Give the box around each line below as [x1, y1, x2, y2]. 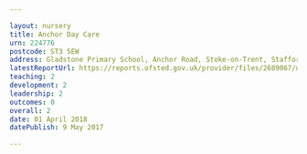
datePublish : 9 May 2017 [9, 123, 104, 132]
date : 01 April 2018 [9, 115, 89, 124]
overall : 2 [9, 106, 51, 115]
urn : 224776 [9, 38, 55, 47]
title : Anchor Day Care [9, 29, 101, 39]
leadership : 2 [9, 88, 64, 98]
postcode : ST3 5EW [9, 46, 79, 56]
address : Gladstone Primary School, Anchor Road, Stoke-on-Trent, [9, 56, 268, 65]
